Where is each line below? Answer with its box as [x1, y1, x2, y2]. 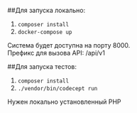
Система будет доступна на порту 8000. [7, 41, 131, 49]
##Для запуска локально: [7, 6, 86, 14]
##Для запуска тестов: [7, 63, 77, 70]
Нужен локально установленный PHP [7, 97, 122, 106]
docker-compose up [17, 28, 72, 36]
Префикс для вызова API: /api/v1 [7, 49, 105, 57]
